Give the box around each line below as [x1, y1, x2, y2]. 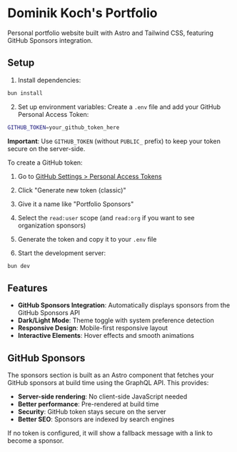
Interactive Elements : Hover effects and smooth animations [17, 332, 195, 340]
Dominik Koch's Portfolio [7, 5, 158, 21]
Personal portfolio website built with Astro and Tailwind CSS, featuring [7, 29, 214, 37]
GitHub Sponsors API [17, 309, 81, 317]
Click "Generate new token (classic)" [17, 185, 126, 194]
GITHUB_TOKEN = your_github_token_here [7, 123, 120, 131]
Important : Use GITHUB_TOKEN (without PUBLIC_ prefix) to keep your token [7, 137, 221, 145]
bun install [7, 89, 43, 97]
